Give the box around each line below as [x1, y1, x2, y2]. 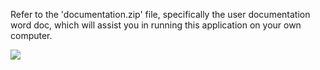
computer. [10, 30, 53, 41]
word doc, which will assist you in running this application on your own [10, 19, 302, 31]
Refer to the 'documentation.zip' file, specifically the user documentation [10, 9, 311, 20]
